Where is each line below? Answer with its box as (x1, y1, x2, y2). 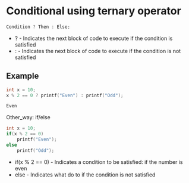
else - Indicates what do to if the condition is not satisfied (14, 171, 156, 178)
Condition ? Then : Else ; (6, 24, 70, 30)
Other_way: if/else (6, 114, 51, 121)
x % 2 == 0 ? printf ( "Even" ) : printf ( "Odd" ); (6, 92, 124, 98)
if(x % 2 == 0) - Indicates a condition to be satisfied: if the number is (14, 158, 183, 165)
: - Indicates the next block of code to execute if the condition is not (14, 47, 181, 54)
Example (6, 71, 39, 81)
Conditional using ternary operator (6, 4, 181, 18)
